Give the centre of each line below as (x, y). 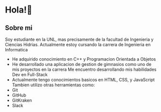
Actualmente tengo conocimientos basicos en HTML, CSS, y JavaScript (83, 80)
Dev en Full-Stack (30, 74)
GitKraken (22, 100)
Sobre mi (19, 28)
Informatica (16, 50)
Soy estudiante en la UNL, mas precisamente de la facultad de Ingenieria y (79, 39)
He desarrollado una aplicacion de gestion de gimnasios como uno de (81, 64)
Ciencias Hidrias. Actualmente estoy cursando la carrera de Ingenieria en (78, 45)
